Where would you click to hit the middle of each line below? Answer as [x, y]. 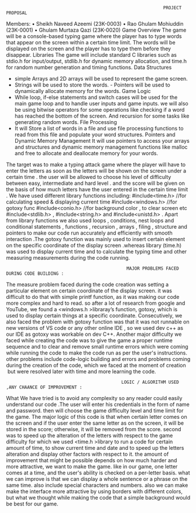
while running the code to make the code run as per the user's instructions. [97, 353]
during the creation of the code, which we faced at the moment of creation [96, 365]
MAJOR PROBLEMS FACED [153, 268]
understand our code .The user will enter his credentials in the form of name [98, 404]
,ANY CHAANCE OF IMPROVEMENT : [44, 387]
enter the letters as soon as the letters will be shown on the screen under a [96, 171]
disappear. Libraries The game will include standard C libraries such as [92, 55]
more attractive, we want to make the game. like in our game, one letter [92, 466]
